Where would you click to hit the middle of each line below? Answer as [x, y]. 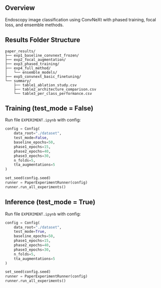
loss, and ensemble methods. [34, 25]
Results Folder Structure [43, 40]
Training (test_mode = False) [49, 108]
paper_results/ [20, 51]
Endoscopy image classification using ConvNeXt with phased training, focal [80, 19]
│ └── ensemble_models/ [31, 72]
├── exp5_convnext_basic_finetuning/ [43, 76]
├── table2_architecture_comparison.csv [55, 89]
